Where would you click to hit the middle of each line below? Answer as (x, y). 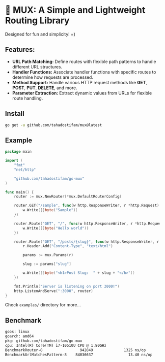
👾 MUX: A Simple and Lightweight (75, 10)
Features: (20, 49)
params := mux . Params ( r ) (48, 255)
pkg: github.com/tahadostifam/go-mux (44, 341)
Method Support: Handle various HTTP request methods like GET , (80, 82)
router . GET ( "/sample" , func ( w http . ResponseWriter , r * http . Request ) (87, 206)
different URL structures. (37, 66)
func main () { (20, 192)
